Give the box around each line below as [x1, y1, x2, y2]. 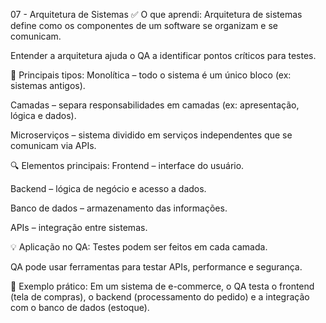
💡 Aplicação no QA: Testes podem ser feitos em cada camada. [10, 241, 268, 253]
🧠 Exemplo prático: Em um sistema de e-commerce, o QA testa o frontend [10, 280, 315, 292]
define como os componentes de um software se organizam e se [10, 20, 279, 31]
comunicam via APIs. [10, 140, 97, 151]
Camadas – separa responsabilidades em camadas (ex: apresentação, [10, 99, 300, 111]
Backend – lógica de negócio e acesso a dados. [10, 183, 207, 194]
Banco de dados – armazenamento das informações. [10, 202, 228, 214]
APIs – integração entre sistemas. [10, 222, 148, 233]
